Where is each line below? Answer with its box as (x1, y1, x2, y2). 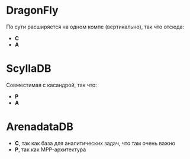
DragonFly (6, 4, 59, 17)
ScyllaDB (6, 62, 51, 75)
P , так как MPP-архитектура (14, 146, 86, 153)
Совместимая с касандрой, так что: (6, 81, 97, 88)
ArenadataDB (6, 120, 74, 133)
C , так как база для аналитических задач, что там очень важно (14, 139, 176, 147)
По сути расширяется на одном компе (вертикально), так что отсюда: (6, 23, 185, 30)
